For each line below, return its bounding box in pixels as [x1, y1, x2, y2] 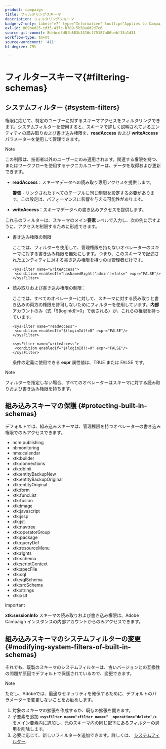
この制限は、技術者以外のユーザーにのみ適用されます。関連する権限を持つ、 [5, 156, 161, 162]
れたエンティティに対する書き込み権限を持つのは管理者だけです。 [12, 257, 146, 263]
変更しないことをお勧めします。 [31, 697, 96, 703]
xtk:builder [12, 455, 35, 461]
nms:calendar [12, 450, 41, 456]
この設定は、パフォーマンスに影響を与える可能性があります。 [20, 196, 146, 202]
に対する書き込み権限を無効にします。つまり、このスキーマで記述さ [21, 250, 159, 256]
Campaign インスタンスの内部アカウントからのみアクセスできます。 [5, 619, 143, 625]
